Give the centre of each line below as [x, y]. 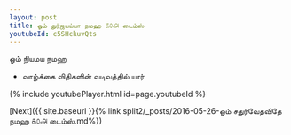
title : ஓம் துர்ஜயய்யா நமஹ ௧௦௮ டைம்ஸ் [77, 26]
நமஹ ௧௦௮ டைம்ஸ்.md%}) [56, 121]
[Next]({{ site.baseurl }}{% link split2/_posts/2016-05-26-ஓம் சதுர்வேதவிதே [145, 111]
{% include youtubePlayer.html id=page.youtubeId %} [108, 94]
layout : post [33, 17]
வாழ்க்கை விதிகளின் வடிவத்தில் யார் [83, 77]
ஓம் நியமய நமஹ [38, 59]
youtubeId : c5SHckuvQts [53, 34]
